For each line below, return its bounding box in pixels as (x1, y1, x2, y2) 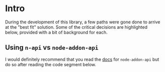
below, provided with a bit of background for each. (5, 29, 108, 35)
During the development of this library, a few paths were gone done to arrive (5, 19, 161, 25)
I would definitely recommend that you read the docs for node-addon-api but (5, 56, 159, 62)
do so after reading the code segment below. (5, 61, 97, 67)
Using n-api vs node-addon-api (5, 43, 99, 52)
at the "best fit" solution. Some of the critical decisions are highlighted (5, 24, 148, 30)
